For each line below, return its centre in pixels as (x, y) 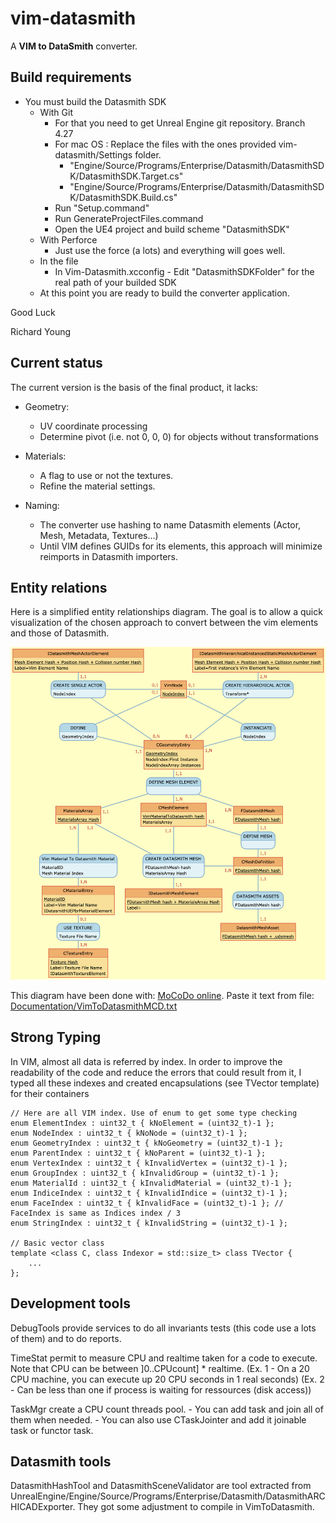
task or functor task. (52, 1430)
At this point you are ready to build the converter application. (164, 293)
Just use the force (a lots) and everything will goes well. (170, 250)
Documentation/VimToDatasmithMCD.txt (94, 1006)
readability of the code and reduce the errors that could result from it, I (156, 1072)
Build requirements (71, 77)
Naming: (42, 505)
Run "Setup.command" (102, 208)
